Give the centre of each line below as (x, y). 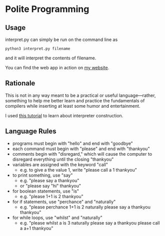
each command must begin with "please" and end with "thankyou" (81, 149)
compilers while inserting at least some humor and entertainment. (73, 106)
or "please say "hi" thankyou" (50, 186)
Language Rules (31, 131)
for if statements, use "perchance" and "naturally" (64, 202)
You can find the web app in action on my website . (57, 68)
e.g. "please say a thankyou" (49, 180)
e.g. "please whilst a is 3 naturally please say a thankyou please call (90, 223)
